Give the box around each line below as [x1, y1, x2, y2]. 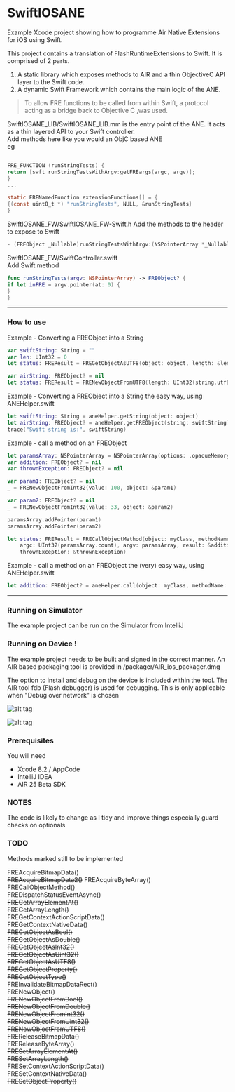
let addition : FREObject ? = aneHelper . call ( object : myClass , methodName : [7, 582, 227, 590]
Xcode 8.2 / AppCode [17, 765, 80, 773]
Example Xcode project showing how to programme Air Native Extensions [7, 28, 220, 36]
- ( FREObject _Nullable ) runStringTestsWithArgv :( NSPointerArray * [7, 241, 205, 248]
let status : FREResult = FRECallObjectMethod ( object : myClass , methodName [7, 535, 230, 542]
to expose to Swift [7, 227, 59, 236]
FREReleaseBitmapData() [7, 1032, 80, 1040]
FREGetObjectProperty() [7, 965, 78, 973]
